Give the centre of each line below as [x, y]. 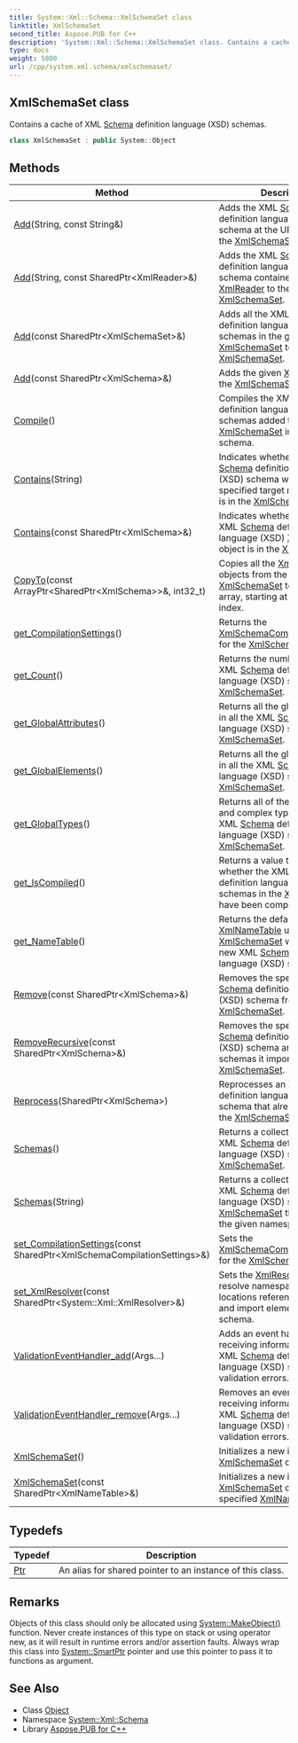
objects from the [253, 574]
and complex [246, 813]
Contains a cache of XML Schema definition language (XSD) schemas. [138, 124]
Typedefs [36, 1530]
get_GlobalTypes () [52, 824]
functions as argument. [51, 1661]
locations [238, 1297]
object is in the [249, 549]
